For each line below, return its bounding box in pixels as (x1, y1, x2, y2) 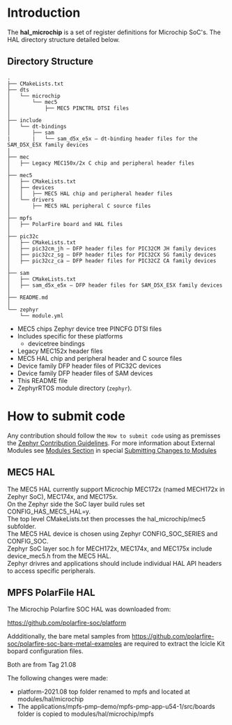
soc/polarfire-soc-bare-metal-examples (7, 640, 123, 648)
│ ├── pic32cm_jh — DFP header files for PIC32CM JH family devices (7, 245, 217, 252)
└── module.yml (20, 312, 64, 319)
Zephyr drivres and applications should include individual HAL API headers (7, 559, 222, 567)
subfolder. (7, 522, 36, 530)
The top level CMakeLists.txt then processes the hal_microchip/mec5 (7, 514, 206, 523)
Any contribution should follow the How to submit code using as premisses (7, 431, 221, 440)
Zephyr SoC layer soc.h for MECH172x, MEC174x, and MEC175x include (7, 544, 212, 553)
